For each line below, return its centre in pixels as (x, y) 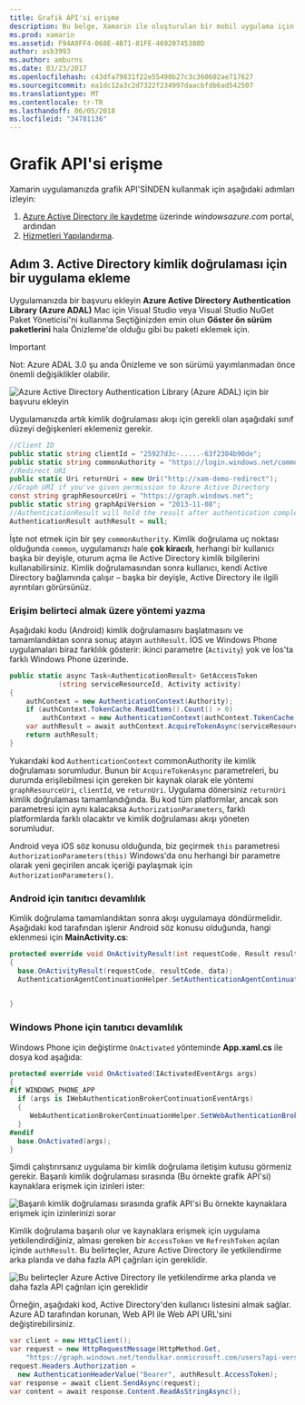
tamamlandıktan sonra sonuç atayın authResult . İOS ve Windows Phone (143, 639)
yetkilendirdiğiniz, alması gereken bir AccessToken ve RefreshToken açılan (144, 1241)
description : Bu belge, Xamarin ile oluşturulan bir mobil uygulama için (152, 26)
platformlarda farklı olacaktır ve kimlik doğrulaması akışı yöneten (129, 818)
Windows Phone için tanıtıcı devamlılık (96, 1027)
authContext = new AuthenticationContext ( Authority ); (129, 701)
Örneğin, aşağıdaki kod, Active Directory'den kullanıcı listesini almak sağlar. (151, 1305)
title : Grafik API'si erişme (64, 18)
